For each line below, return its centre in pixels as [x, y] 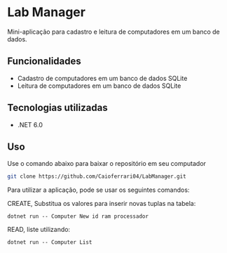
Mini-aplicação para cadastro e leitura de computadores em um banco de [113, 32]
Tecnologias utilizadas [57, 108]
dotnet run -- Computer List [50, 242]
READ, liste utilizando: [39, 230]
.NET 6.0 [30, 124]
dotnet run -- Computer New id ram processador [78, 216]
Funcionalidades [44, 61]
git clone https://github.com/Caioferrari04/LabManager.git [97, 176]
